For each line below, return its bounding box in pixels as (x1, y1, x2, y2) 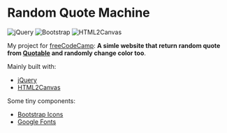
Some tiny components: (7, 96, 75, 105)
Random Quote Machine (7, 5, 150, 21)
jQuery (17, 75, 37, 84)
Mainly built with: (7, 62, 57, 70)
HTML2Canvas (17, 83, 61, 91)
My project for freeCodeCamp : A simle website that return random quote (7, 41, 221, 49)
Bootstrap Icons (17, 110, 64, 118)
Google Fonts (17, 117, 57, 126)
